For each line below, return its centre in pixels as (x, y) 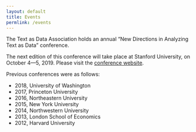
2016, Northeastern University (51, 98)
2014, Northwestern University (52, 111)
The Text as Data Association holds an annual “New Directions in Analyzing (97, 39)
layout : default (26, 11)
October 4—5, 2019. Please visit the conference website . (75, 63)
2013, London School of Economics (58, 117)
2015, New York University (47, 104)
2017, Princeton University (46, 92)
